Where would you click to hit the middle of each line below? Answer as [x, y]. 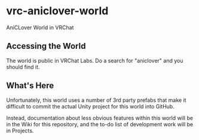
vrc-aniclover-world [57, 11]
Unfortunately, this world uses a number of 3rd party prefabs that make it [96, 100]
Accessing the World [46, 46]
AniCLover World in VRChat [40, 27]
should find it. [23, 67]
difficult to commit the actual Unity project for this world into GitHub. [90, 106]
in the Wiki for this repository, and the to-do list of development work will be [99, 124]
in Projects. [20, 130]
